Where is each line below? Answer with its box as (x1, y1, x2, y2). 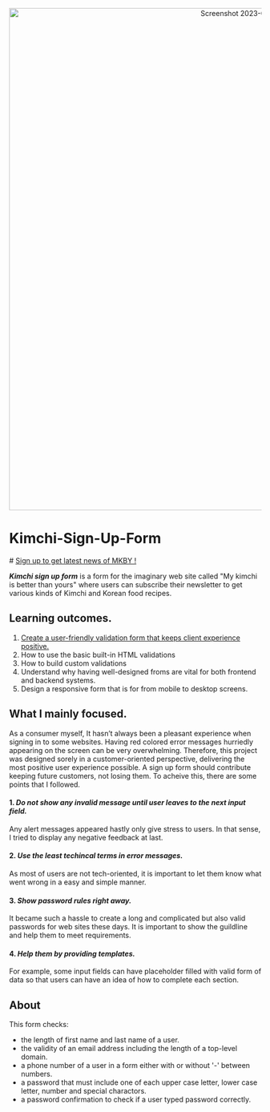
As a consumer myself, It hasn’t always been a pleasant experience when (9, 728, 252, 738)
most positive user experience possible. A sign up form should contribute (9, 762, 252, 772)
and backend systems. (20, 675, 96, 685)
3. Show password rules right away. (9, 896, 131, 905)
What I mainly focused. (9, 707, 127, 721)
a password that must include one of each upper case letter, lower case (20, 1078, 258, 1087)
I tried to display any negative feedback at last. (9, 832, 163, 842)
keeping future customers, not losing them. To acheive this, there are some (9, 771, 257, 780)
